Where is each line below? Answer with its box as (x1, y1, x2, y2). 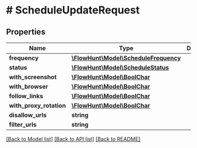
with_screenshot (9, 73, 57, 81)
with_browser (9, 82, 49, 91)
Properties (6, 27, 46, 37)
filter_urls (9, 121, 37, 129)
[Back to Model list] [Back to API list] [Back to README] (6, 136, 141, 142)
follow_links (9, 92, 43, 100)
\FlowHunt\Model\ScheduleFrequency (71, 54, 181, 62)
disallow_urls (9, 111, 47, 119)
